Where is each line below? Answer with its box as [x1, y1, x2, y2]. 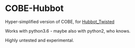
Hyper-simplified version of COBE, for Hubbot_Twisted [5, 19, 115, 24]
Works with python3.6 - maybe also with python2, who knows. [5, 28, 131, 34]
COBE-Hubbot [5, 3, 64, 14]
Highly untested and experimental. [5, 37, 74, 43]
